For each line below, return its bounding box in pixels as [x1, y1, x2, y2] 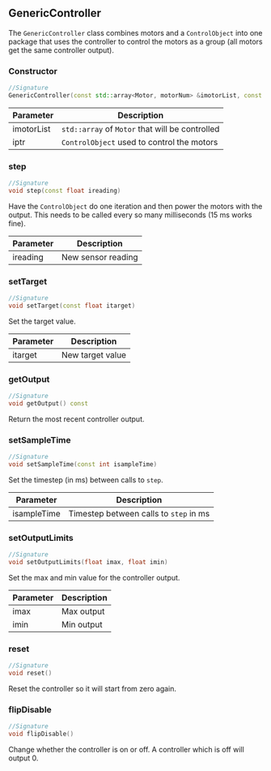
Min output [61, 619, 103, 631]
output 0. [8, 753, 39, 763]
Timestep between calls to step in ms [68, 508, 210, 520]
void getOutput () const [8, 400, 89, 408]
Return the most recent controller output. [8, 414, 145, 424]
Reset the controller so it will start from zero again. [8, 684, 176, 694]
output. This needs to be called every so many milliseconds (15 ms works [8, 210, 252, 220]
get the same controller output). [8, 45, 115, 55]
